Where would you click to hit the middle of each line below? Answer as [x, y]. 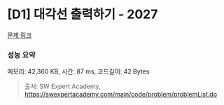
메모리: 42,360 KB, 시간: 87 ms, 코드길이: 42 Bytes [78, 71]
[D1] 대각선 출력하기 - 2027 [83, 14]
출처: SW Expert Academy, [62, 86]
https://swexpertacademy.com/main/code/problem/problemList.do [121, 94]
